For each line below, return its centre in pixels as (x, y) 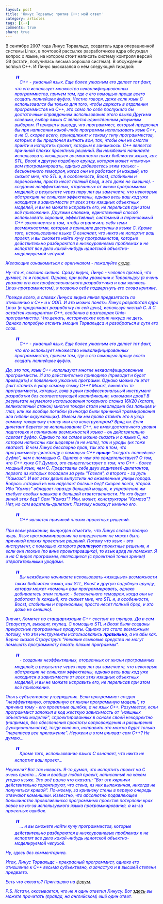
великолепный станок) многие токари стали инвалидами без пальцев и (81, 406)
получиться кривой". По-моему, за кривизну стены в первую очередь (79, 790)
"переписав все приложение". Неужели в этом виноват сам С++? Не (78, 733)
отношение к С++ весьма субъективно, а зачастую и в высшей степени (81, 867)
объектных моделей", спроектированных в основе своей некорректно (79, 717)
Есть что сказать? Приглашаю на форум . (49, 882)
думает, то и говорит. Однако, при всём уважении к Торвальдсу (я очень (82, 278)
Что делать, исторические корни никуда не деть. (92, 318)
